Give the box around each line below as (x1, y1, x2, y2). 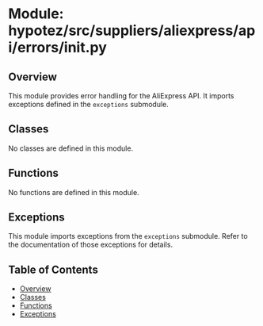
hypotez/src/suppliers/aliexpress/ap (8, 21, 256, 40)
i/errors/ (8, 39, 65, 56)
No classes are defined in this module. (8, 144, 133, 153)
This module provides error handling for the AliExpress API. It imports (8, 91, 235, 100)
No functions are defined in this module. (8, 187, 140, 197)
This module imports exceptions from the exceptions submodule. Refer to (8, 232, 248, 241)
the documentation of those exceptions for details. (8, 240, 173, 250)
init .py (63, 39, 107, 56)
